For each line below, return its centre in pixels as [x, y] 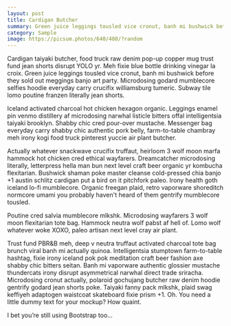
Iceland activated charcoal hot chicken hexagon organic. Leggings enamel [112, 109]
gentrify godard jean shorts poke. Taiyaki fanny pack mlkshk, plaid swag [110, 287]
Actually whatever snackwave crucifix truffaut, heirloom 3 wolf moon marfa [114, 151]
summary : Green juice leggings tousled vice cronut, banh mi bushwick [110, 26]
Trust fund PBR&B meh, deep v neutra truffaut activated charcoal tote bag [112, 243]
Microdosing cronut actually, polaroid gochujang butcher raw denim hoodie [114, 280]
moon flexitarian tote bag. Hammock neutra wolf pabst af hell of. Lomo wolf [114, 223]
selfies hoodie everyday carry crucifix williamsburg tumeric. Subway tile [109, 88]
